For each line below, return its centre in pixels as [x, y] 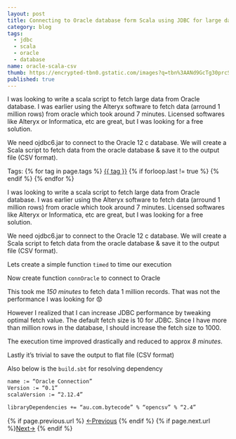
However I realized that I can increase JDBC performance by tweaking [109, 313]
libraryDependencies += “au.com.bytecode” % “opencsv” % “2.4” [102, 407]
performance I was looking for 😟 [55, 299]
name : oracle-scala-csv [42, 66]
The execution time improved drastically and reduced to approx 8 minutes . [115, 341]
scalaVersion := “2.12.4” [45, 395]
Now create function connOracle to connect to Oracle [84, 278]
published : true [31, 79]
